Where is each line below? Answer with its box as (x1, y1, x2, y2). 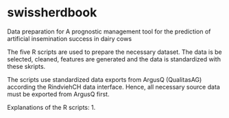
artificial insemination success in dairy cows (7, 34, 132, 42)
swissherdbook (7, 5, 97, 20)
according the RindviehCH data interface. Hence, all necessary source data (7, 83, 221, 91)
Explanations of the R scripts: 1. (7, 103, 96, 111)
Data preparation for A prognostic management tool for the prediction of (7, 27, 211, 35)
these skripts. (7, 62, 46, 70)
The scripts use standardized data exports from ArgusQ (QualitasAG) (7, 75, 202, 83)
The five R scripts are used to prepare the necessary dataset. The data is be (7, 48, 223, 56)
